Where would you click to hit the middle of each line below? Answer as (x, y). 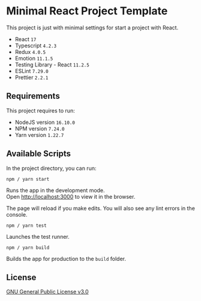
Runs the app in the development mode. (55, 190)
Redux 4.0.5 (30, 51)
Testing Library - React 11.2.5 (52, 65)
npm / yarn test (26, 226)
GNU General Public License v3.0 (47, 292)
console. (17, 214)
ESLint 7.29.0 (32, 71)
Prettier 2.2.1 (31, 77)
